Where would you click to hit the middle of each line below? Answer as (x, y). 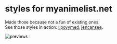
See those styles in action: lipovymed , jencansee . (54, 27)
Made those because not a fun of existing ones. (52, 22)
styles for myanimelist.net (58, 9)
